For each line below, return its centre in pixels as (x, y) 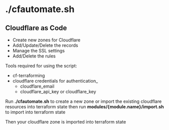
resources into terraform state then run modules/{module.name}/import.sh (84, 107)
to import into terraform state (35, 112)
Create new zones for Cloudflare (46, 40)
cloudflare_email (37, 86)
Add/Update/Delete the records (45, 45)
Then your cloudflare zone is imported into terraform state (66, 122)
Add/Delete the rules (34, 56)
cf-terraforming (29, 76)
